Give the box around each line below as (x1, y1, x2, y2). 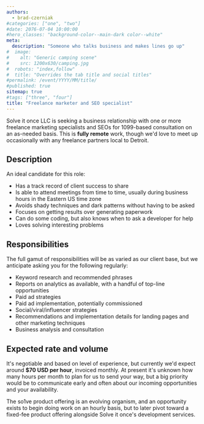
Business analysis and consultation (15, 326, 104, 333)
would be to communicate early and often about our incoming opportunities (6, 379, 197, 387)
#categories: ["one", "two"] (6, 20, 81, 26)
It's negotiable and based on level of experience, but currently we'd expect (6, 360, 196, 368)
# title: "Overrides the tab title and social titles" (6, 72, 152, 78)
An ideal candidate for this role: (6, 170, 86, 178)
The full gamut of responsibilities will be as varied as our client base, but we (6, 256, 198, 263)
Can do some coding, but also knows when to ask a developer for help (15, 215, 194, 222)
